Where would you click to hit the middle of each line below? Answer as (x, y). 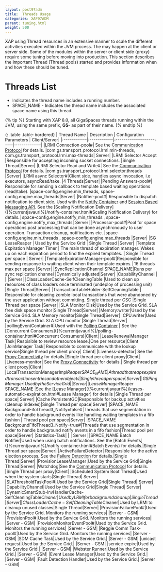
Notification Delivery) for (133, 212)
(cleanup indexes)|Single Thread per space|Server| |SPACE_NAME (72, 404)
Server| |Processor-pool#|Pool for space (116, 223)
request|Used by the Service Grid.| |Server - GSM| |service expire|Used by (80, 544)
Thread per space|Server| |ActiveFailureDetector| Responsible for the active (81, 451)
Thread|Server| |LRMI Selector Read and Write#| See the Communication (78, 166)
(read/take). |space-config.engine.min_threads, (52, 191)
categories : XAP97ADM (27, 18)
